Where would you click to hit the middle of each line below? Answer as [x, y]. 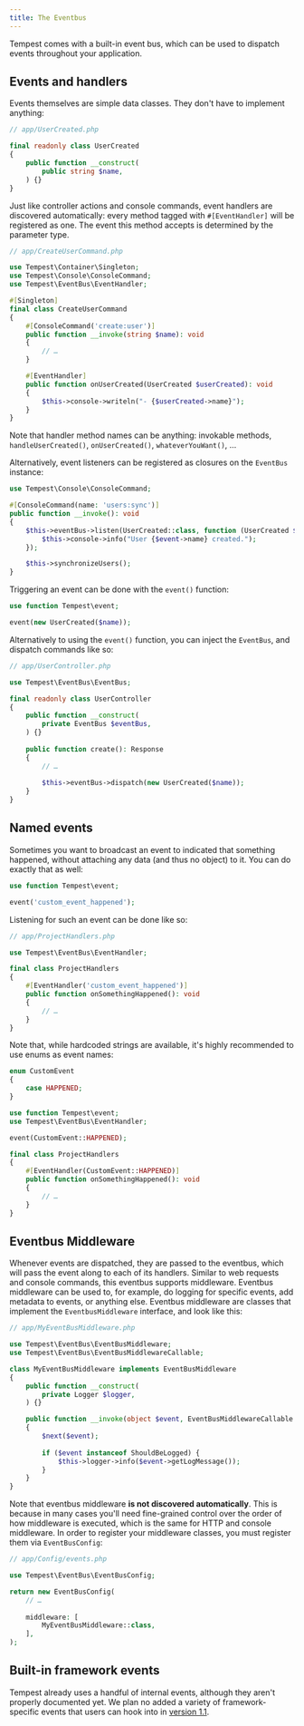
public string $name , [83, 171]
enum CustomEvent [42, 1071]
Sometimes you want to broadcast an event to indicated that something [142, 849]
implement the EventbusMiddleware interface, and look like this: [126, 1312]
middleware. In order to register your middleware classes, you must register [150, 1533]
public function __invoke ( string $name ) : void [115, 335]
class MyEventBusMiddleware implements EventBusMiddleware [123, 1369]
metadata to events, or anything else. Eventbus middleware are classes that [150, 1302]
